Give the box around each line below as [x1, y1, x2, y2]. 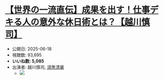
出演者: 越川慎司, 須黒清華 [12, 64, 64, 70]
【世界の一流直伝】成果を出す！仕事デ [5, 4, 159, 16]
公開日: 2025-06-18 [12, 46, 52, 52]
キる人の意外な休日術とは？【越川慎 [5, 17, 150, 28]
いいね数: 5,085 [12, 58, 44, 64]
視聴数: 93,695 [12, 52, 42, 58]
